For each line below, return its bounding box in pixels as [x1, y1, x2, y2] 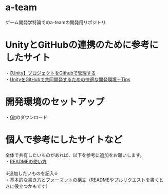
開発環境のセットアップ [5, 96, 105, 108]
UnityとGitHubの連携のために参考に [5, 39, 159, 51]
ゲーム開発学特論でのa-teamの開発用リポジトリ [5, 19, 106, 25]
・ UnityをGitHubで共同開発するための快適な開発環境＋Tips [5, 76, 130, 82]
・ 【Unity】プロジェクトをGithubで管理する [5, 70, 96, 76]
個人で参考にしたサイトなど [5, 134, 123, 145]
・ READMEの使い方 [5, 158, 47, 164]
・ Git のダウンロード [5, 114, 48, 120]
